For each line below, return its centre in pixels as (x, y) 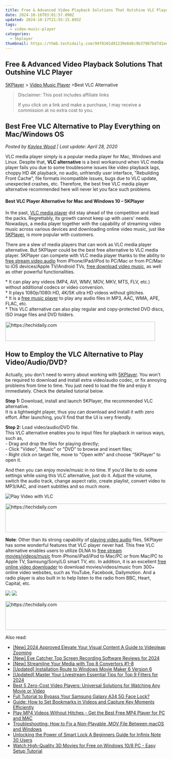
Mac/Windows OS (35, 134)
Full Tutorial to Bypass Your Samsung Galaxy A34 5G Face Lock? (81, 696)
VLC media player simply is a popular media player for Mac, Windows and (83, 157)
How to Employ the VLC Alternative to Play (74, 354)
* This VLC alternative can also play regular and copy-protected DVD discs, (85, 309)
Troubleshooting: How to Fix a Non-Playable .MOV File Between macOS (88, 724)
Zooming (22, 653)
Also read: (16, 637)
